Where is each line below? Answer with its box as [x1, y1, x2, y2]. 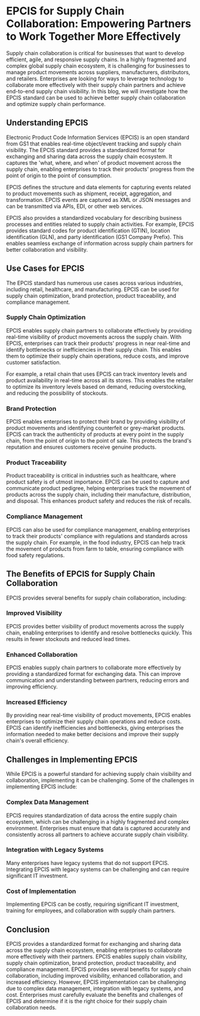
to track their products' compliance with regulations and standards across [6, 532, 188, 540]
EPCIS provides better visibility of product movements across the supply [6, 622, 184, 630]
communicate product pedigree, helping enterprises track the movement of [6, 485, 192, 492]
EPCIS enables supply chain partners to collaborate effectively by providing [6, 326, 192, 334]
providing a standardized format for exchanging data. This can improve [6, 670, 181, 678]
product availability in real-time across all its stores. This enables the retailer [6, 376, 193, 384]
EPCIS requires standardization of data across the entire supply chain [6, 812, 177, 819]
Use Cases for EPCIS [6, 264, 85, 274]
